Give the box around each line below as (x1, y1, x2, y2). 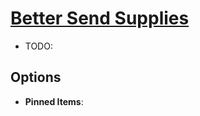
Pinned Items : (24, 95, 84, 107)
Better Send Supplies (10, 7, 190, 30)
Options (10, 69, 62, 86)
